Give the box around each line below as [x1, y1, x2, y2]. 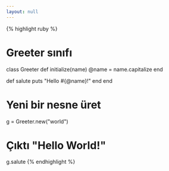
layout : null [6, 8, 39, 15]
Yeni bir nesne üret [6, 98, 101, 111]
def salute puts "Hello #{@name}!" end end [6, 77, 113, 84]
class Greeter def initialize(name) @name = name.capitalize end [6, 66, 164, 73]
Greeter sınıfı [6, 46, 73, 60]
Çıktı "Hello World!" [6, 138, 106, 152]
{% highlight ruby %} [6, 25, 58, 32]
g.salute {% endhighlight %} [6, 158, 76, 166]
